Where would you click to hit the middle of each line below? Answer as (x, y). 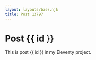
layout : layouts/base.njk (32, 10)
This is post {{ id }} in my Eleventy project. (48, 52)
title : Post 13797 (24, 14)
